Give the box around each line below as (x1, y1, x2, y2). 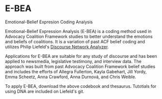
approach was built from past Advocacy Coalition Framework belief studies (5, 64, 156, 69)
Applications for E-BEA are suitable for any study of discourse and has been (5, 53, 157, 59)
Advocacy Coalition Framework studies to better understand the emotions (5, 33, 153, 39)
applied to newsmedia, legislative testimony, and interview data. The (5, 58, 142, 64)
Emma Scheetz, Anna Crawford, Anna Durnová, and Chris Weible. (5, 74, 137, 80)
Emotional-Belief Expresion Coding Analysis (5, 19, 93, 25)
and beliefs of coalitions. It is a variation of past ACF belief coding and (5, 38, 146, 44)
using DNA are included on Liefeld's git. (5, 88, 84, 94)
